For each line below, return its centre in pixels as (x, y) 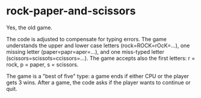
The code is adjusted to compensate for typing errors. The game (86, 39)
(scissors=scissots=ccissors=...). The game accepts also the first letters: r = (101, 58)
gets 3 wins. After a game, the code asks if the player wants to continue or (98, 82)
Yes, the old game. (29, 27)
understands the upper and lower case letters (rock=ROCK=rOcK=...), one (98, 45)
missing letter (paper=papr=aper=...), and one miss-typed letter (85, 51)
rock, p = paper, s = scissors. (42, 65)
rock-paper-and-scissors (71, 11)
